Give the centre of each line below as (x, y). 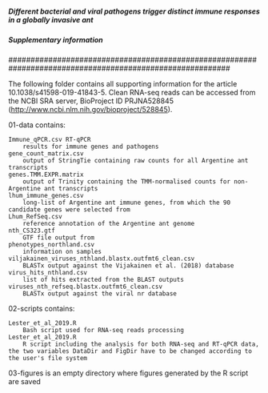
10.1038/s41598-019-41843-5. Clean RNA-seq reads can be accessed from (132, 93)
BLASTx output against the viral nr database (100, 294)
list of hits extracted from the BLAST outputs (103, 280)
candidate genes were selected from (69, 210)
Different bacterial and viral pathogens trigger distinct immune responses (134, 11)
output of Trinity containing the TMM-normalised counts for (126, 182)
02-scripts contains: (42, 309)
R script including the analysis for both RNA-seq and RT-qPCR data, (141, 344)
